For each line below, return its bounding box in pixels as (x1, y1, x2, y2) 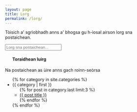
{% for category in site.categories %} (12, 76, 88, 82)
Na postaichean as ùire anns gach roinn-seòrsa (5, 67, 100, 73)
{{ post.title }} (19, 92, 47, 97)
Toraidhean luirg (12, 56, 46, 62)
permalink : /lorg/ (5, 16, 42, 21)
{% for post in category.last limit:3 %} (19, 87, 95, 93)
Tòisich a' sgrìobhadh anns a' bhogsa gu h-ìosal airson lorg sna (5, 30, 133, 35)
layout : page (5, 7, 32, 12)
